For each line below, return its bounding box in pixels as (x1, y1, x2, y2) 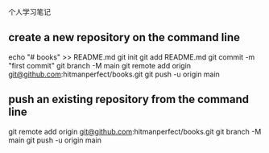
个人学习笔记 (8, 7, 51, 16)
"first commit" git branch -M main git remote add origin (8, 60, 192, 70)
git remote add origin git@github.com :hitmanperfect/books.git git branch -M (8, 126, 262, 136)
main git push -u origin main (8, 135, 102, 145)
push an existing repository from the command (8, 93, 250, 106)
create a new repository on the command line (8, 31, 240, 44)
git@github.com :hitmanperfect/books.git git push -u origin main (8, 69, 220, 79)
